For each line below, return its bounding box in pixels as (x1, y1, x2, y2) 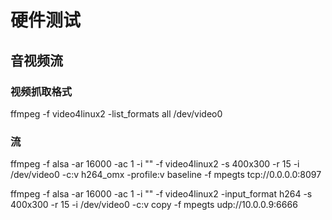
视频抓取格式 (10, 84, 73, 98)
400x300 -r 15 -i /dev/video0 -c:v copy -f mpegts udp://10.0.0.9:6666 (10, 199, 298, 211)
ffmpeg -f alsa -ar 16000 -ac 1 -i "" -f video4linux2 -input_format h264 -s (10, 188, 313, 200)
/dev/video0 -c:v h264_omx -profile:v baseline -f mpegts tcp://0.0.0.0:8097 (10, 169, 322, 181)
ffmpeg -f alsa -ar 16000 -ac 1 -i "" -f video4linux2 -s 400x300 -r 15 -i (10, 158, 300, 170)
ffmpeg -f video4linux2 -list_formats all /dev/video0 (10, 107, 223, 120)
